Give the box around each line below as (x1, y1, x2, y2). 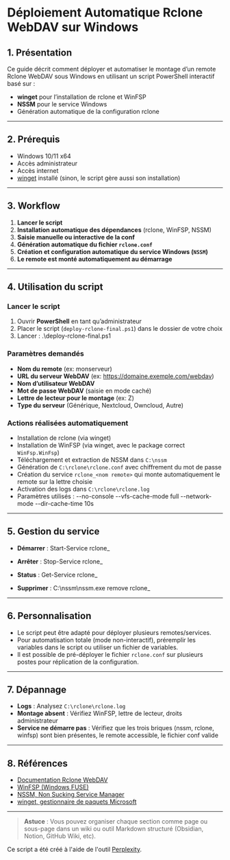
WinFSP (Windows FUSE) (16, 783, 89, 791)
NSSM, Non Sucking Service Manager (16, 791, 125, 799)
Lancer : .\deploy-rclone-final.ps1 (16, 332, 112, 340)
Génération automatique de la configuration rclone (16, 108, 159, 115)
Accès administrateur (16, 159, 77, 167)
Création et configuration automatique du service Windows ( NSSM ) (16, 247, 209, 255)
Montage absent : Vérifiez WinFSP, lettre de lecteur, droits (16, 709, 183, 718)
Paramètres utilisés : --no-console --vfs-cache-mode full (16, 492, 179, 500)
